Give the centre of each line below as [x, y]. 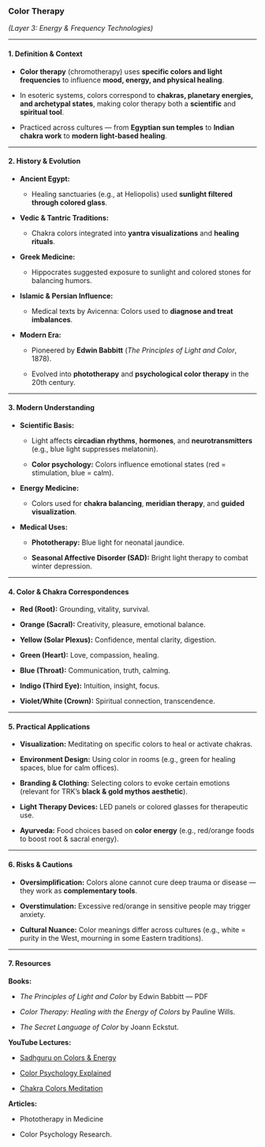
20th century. [54, 382]
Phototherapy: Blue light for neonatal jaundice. [108, 542]
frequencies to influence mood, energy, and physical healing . [122, 80]
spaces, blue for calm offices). [69, 768]
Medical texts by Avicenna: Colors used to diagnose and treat [132, 311]
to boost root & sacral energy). [69, 839]
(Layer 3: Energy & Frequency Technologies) [81, 28]
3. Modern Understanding [51, 408]
